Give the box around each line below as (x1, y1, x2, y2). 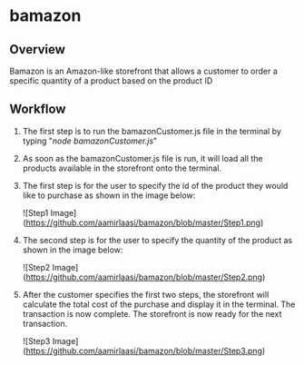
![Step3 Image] (22, 335, 79, 346)
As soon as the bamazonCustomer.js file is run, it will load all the (22, 153, 263, 163)
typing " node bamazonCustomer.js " (22, 135, 158, 146)
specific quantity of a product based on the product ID (9, 75, 213, 86)
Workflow (9, 102, 66, 117)
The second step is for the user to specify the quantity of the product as (22, 234, 293, 245)
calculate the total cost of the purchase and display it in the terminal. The (22, 299, 296, 310)
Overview (9, 42, 66, 57)
